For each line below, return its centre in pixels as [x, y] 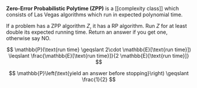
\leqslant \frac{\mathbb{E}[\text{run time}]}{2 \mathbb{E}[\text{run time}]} [99, 56]
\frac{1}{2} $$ [99, 79]
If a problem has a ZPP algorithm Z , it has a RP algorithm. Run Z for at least [96, 26]
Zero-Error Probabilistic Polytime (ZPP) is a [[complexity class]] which [93, 8]
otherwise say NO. [29, 38]
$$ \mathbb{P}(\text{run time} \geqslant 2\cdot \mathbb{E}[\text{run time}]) [99, 50]
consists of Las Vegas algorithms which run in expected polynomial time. [94, 15]
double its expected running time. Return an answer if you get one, [87, 32]
